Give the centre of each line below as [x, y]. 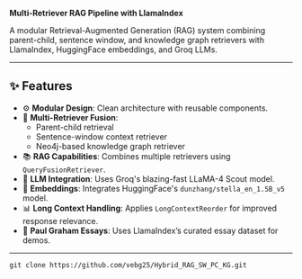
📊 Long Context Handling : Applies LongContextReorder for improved [149, 208]
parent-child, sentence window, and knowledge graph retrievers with [137, 40]
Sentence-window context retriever [102, 136]
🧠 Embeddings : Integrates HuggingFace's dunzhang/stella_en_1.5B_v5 [153, 188]
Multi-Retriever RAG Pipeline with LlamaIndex [97, 13]
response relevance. [60, 220]
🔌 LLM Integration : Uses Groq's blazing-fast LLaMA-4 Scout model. [148, 178]
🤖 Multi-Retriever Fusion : [70, 117]
